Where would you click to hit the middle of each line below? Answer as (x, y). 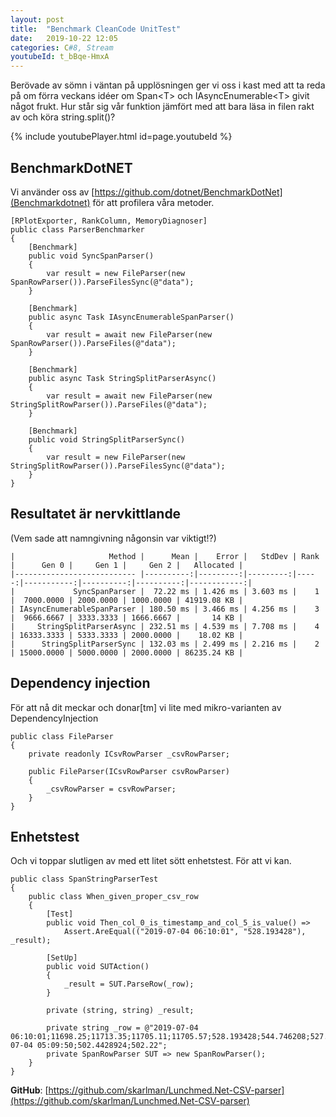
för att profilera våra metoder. (153, 202)
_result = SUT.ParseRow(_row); (129, 984)
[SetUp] (62, 958)
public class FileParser (62, 736)
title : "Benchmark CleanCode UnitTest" (96, 29)
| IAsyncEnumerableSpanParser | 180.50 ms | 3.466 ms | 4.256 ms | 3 (165, 609)
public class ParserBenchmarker (77, 229)
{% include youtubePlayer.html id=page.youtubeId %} (121, 137)
